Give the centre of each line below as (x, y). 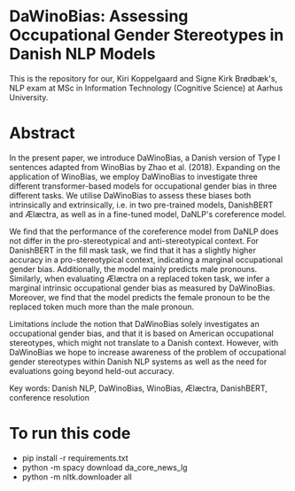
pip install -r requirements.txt (75, 457)
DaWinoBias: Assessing (99, 16)
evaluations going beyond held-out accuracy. (92, 370)
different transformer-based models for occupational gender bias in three (143, 186)
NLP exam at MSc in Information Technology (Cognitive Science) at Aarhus (146, 88)
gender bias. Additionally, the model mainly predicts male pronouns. (133, 269)
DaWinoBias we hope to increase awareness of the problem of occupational (147, 352)
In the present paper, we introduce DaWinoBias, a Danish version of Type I (145, 158)
